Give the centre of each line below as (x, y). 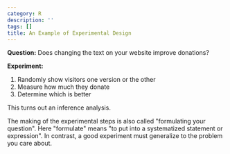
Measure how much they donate (63, 87)
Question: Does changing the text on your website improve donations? (108, 53)
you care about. (30, 144)
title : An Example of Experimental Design (69, 33)
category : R (24, 14)
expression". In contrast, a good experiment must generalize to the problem (115, 136)
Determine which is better (54, 94)
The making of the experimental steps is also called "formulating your (106, 121)
